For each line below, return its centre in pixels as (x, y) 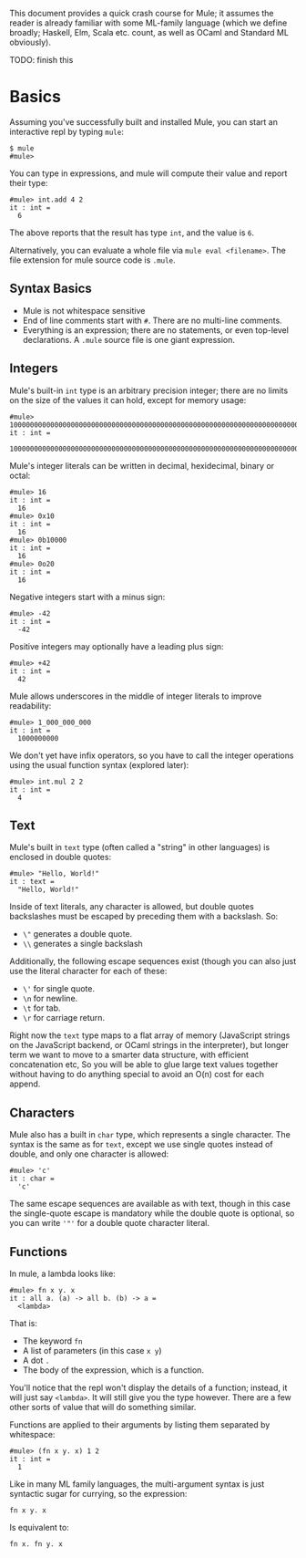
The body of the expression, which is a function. (113, 1370)
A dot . (36, 1360)
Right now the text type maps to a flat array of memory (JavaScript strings (150, 1035)
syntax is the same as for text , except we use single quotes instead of (141, 1145)
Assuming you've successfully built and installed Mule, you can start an (143, 121)
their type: (29, 182)
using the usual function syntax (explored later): (99, 764)
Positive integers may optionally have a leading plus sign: (117, 646)
